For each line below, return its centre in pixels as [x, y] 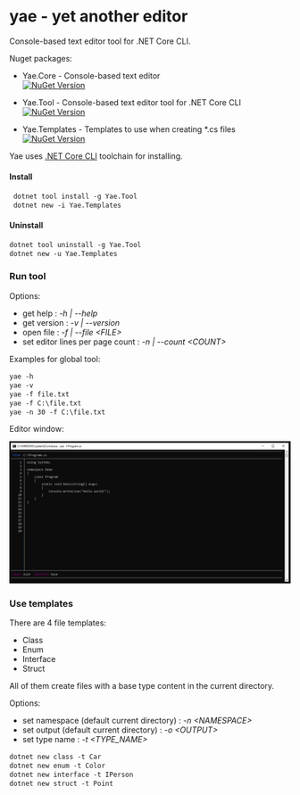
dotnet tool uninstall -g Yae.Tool [75, 245]
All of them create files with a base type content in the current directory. [142, 685]
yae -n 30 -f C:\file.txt [57, 412]
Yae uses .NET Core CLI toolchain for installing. [96, 156]
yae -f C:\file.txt [46, 403]
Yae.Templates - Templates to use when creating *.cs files [129, 129]
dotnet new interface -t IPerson [71, 774]
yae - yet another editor [99, 17]
